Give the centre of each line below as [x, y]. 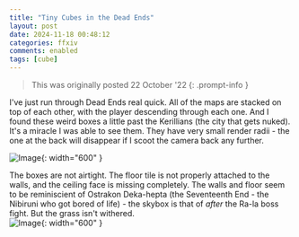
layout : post [34, 26]
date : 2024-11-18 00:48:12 [60, 34]
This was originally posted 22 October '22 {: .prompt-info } [140, 85]
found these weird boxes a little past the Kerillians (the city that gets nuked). [150, 121]
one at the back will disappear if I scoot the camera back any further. [137, 140]
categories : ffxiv [44, 43]
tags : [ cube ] [34, 59]
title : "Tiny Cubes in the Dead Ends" [82, 18]
